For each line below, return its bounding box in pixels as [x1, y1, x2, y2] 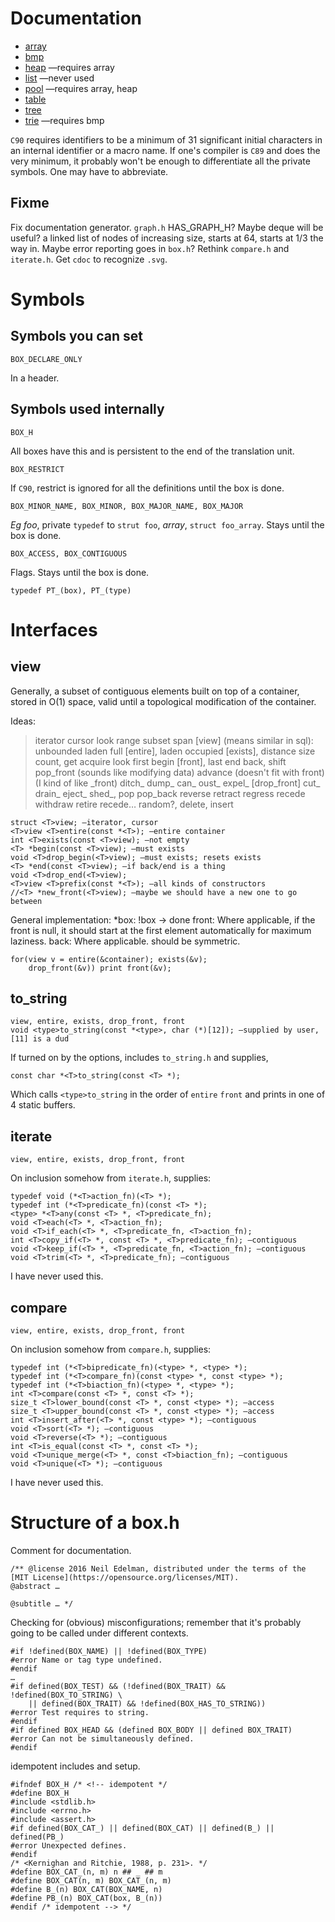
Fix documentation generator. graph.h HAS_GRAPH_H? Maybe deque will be [10, 221, 324, 233]
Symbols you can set [10, 328, 144, 345]
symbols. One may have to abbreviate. [10, 165, 169, 177]
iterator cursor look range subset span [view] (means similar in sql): [34, 734, 314, 746]
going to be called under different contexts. [10, 1627, 189, 1639]
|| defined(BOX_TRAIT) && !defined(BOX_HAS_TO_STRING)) [28, 1698, 267, 1709]
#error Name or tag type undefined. [10, 1655, 163, 1665]
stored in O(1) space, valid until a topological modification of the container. [10, 695, 317, 707]
